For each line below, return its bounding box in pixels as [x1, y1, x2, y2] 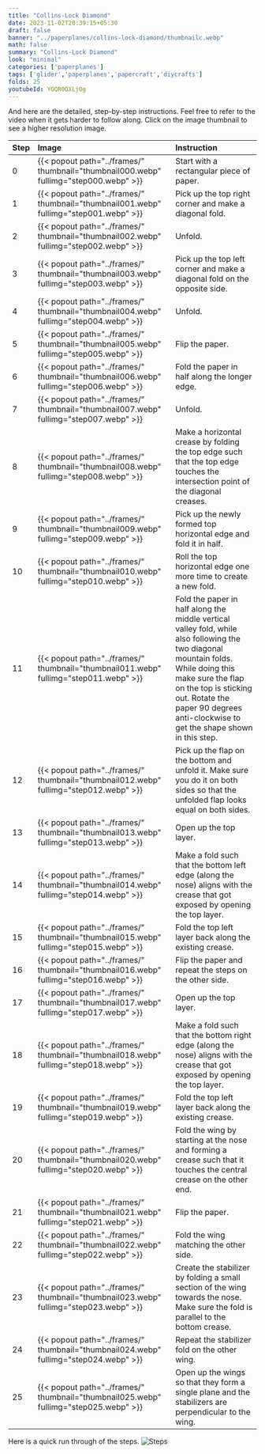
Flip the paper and [174, 955, 243, 966]
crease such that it [174, 1154, 244, 1165]
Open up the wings [174, 1367, 246, 1378]
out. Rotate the [174, 693, 230, 704]
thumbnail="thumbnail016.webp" [37, 964, 162, 975]
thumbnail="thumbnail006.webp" [37, 371, 162, 382]
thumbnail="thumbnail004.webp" [37, 306, 162, 317]
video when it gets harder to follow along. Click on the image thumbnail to [8, 115, 248, 125]
